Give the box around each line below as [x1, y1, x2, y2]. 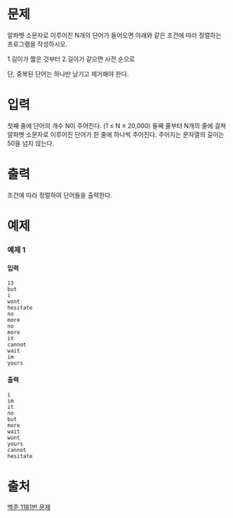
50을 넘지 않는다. [7, 138, 55, 148]
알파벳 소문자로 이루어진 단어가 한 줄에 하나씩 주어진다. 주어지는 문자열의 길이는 [7, 130, 225, 138]
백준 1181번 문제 [7, 503, 51, 512]
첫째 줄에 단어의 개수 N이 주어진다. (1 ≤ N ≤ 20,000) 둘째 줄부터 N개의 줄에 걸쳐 [7, 121, 227, 130]
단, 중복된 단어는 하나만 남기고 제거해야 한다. [7, 70, 129, 78]
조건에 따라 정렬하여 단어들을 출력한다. [7, 190, 112, 199]
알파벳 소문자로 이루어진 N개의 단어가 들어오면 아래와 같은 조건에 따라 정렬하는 [7, 31, 222, 39]
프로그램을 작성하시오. [7, 39, 68, 48]
